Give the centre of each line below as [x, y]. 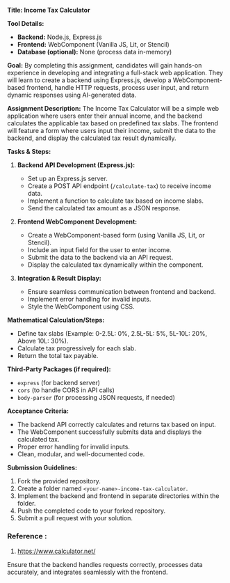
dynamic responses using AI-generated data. [72, 95]
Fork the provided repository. [59, 481]
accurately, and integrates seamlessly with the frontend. [88, 572]
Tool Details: [26, 23]
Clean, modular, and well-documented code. [81, 454]
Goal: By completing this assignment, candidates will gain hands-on [105, 65]
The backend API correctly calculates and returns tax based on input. [117, 425]
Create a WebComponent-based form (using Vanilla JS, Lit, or [116, 235]
